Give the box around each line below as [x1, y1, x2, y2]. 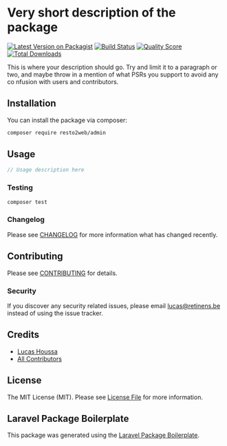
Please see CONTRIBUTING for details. [7, 269, 118, 277]
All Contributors [17, 354, 62, 363]
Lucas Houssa [17, 347, 58, 356]
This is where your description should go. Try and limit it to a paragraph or [7, 63, 218, 71]
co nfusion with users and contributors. [7, 77, 119, 85]
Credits [7, 329, 40, 341]
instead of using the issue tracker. [7, 309, 103, 317]
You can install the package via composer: [7, 116, 127, 124]
